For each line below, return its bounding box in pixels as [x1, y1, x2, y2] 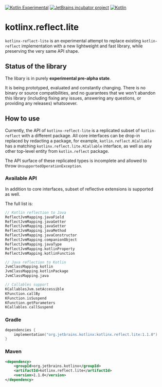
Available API [5, 175, 37, 182]
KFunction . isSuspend [5, 296, 47, 301]
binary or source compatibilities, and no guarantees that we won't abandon [5, 90, 156, 96]
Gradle [5, 316, 21, 323]
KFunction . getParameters [5, 300, 55, 305]
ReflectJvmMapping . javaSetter [5, 224, 67, 229]
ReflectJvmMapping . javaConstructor [5, 233, 77, 238]
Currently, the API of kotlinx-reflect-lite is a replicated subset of [5, 127, 140, 133]
